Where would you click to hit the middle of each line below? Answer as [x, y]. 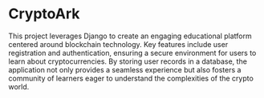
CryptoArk [44, 14]
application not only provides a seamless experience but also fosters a [125, 69]
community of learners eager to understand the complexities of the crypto [131, 78]
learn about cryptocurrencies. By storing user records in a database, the [128, 61]
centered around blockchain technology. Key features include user [118, 44]
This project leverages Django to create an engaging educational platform [130, 36]
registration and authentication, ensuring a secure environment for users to [132, 53]
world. [19, 86]
